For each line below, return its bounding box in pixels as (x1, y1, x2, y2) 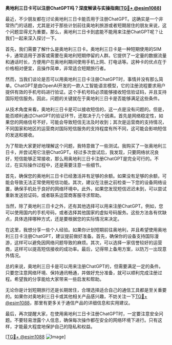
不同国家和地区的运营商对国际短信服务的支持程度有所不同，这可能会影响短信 (5, 126, 167, 131)
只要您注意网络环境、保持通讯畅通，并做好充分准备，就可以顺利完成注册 (5, 270, 158, 276)
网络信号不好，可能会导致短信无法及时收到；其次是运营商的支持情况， (18, 119, 167, 125)
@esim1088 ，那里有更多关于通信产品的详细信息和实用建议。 (5, 300, 133, 306)
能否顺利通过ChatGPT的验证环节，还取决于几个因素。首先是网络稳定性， (5, 113, 159, 118)
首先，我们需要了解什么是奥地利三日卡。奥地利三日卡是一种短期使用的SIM (5, 46, 162, 52)
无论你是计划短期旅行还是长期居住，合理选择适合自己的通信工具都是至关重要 (5, 287, 167, 293)
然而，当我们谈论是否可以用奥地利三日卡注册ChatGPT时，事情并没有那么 (5, 76, 159, 82)
